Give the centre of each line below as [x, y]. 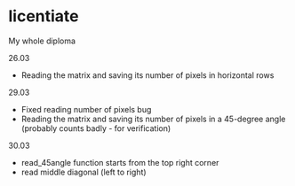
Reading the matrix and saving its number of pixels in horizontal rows [147, 75]
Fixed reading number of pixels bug [86, 109]
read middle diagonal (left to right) [84, 172]
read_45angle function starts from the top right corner [120, 162]
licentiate [44, 16]
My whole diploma [42, 41]
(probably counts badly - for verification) [96, 128]
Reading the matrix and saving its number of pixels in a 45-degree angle [153, 119]
